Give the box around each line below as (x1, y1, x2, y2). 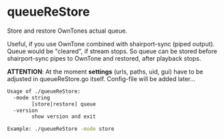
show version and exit (31, 113, 96, 120)
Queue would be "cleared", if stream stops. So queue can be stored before (7, 47, 217, 55)
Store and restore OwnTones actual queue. (7, 27, 128, 35)
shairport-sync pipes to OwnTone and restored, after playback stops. (7, 54, 201, 62)
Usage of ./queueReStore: (7, 88, 81, 95)
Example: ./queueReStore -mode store (7, 125, 115, 133)
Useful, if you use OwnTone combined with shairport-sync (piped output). (7, 40, 215, 48)
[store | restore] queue (31, 100, 96, 108)
